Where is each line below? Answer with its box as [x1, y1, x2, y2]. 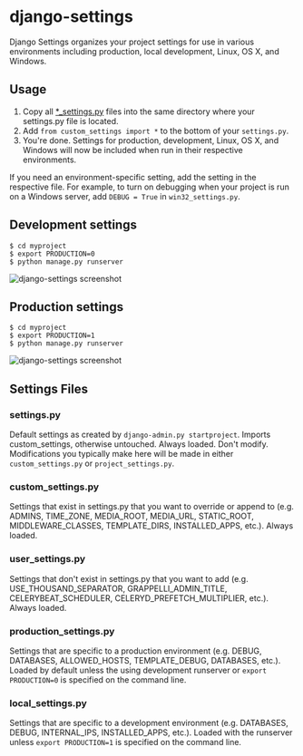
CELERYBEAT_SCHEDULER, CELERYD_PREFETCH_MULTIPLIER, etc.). [9, 592, 269, 604]
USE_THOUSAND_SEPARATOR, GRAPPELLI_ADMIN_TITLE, [9, 583, 228, 594]
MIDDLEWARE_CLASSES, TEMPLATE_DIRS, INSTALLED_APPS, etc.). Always [9, 520, 294, 531]
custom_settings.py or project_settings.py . [9, 458, 175, 469]
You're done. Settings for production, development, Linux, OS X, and [22, 134, 279, 146]
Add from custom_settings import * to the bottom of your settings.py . [22, 125, 289, 136]
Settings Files [9, 381, 89, 396]
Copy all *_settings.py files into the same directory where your [22, 106, 256, 117]
